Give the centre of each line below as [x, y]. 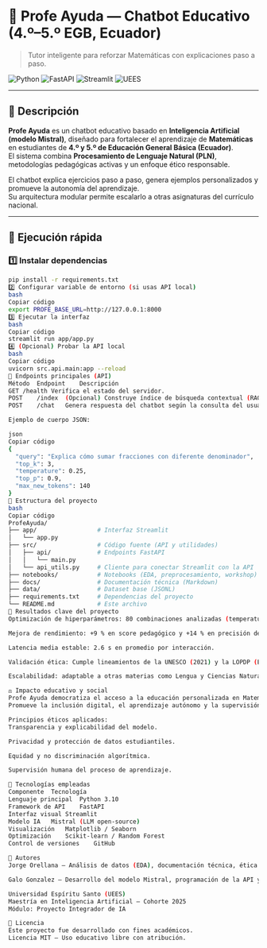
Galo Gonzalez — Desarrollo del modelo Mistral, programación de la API [131, 880]
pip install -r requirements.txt [64, 280]
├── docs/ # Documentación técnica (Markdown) [113, 582]
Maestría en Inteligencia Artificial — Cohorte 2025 [97, 901]
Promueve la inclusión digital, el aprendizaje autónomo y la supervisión [135, 706]
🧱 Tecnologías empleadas [49, 785]
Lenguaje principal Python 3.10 [64, 799]
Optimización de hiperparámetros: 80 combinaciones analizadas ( [118, 619]
